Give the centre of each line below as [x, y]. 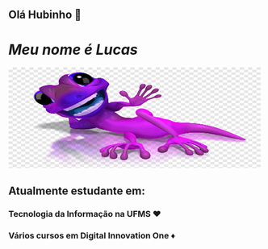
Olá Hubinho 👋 [45, 15]
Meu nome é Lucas [73, 50]
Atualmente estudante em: [77, 191]
